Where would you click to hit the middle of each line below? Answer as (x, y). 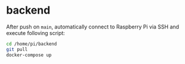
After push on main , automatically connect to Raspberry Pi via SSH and (93, 27)
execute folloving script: (36, 33)
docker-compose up (29, 55)
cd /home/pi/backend (32, 44)
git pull (17, 49)
